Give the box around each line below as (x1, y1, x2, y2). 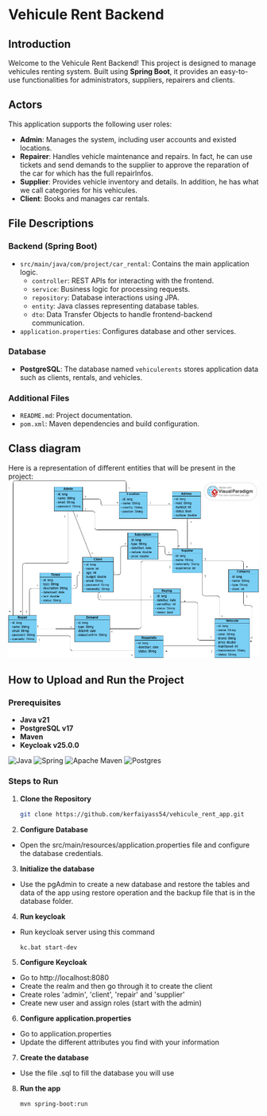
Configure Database (19, 824, 89, 834)
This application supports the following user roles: (8, 119, 172, 129)
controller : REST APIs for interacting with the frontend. (31, 276, 215, 285)
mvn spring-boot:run (19, 1100, 88, 1108)
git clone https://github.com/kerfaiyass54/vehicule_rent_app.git (19, 810, 245, 818)
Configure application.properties (19, 1013, 132, 1023)
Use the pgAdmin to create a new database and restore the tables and (19, 879, 250, 889)
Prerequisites (8, 697, 61, 708)
